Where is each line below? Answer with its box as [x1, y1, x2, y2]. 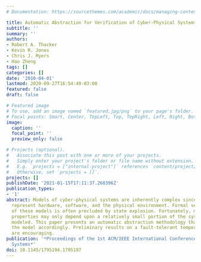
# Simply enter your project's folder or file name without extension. [6, 158, 194, 164]
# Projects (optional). [6, 147, 66, 153]
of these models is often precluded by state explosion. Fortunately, [11, 208, 191, 214]
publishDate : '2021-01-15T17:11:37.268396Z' [6, 180, 119, 186]
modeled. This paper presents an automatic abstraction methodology [11, 219, 186, 225]
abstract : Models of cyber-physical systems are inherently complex [6, 197, 181, 203]
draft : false [6, 92, 39, 98]
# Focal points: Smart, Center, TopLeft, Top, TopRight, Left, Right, [6, 114, 186, 120]
